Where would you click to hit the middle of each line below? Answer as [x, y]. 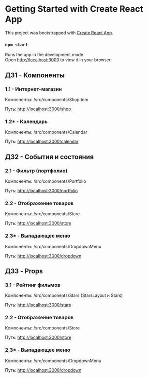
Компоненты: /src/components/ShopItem [47, 99]
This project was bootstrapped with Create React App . [59, 33]
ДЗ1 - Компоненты [35, 75]
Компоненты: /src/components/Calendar [46, 132]
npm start [16, 44]
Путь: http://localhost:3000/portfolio [42, 190]
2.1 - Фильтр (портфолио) [36, 171]
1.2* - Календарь [26, 121]
